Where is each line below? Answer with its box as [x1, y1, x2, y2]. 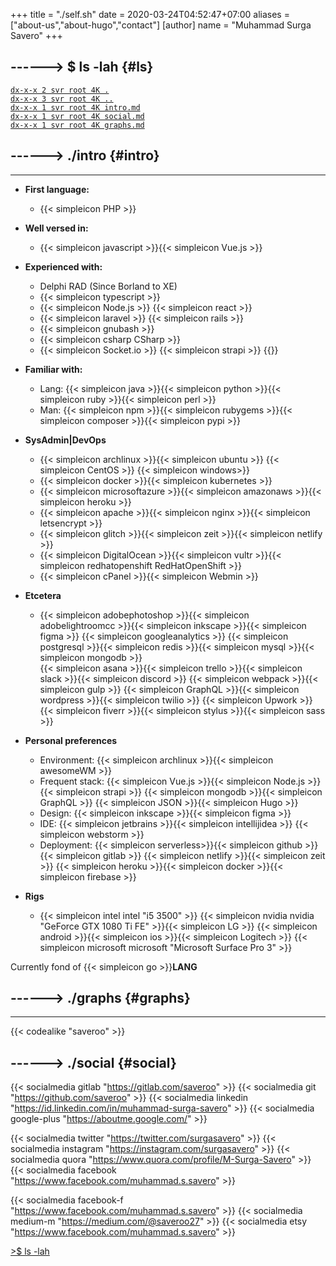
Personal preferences [24, 734, 118, 746]
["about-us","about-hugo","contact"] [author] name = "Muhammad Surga [10, 19, 312, 31]
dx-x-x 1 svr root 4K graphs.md [10, 120, 145, 130]
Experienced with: [24, 260, 103, 273]
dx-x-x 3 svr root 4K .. [10, 94, 114, 104]
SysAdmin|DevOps [24, 434, 107, 446]
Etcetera [24, 589, 62, 601]
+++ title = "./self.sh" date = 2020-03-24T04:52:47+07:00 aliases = [10, 9, 290, 20]
